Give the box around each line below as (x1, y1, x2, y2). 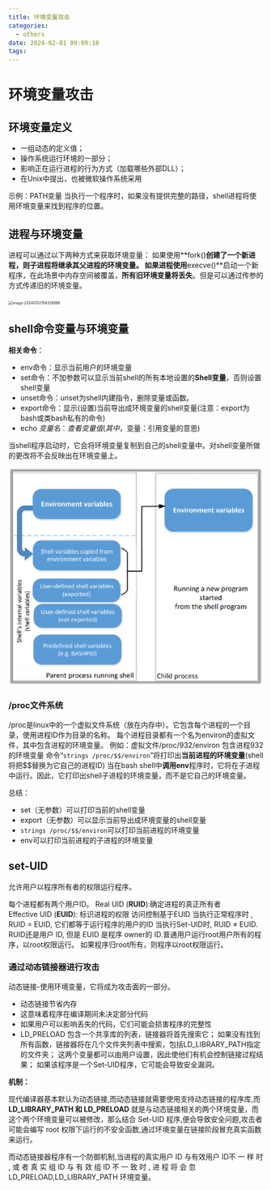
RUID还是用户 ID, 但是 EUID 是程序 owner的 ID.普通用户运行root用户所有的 (8, 929, 255, 939)
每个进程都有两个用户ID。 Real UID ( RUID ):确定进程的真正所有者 (8, 899, 222, 909)
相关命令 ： (8, 345, 44, 355)
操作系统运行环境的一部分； (19, 154, 113, 164)
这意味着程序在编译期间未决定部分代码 (19, 1009, 148, 1018)
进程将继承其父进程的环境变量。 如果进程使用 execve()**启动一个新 (36, 260, 259, 270)
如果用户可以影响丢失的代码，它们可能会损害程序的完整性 (19, 1019, 212, 1029)
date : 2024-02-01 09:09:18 (8, 39, 100, 47)
